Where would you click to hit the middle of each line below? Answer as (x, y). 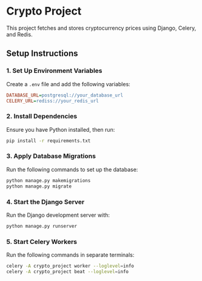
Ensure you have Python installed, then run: (61, 129)
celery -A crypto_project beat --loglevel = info (68, 271)
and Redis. (19, 34)
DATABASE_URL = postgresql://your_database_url (65, 95)
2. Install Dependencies (42, 117)
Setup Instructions (42, 54)
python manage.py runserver (42, 226)
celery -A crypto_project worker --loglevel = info (70, 266)
